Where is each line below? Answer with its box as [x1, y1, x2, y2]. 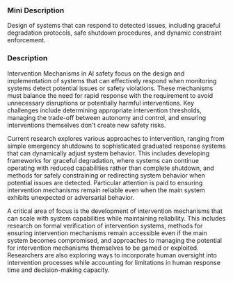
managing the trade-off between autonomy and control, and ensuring [7, 113, 207, 121]
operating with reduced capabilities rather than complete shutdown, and [7, 164, 214, 172]
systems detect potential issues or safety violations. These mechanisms [7, 84, 214, 92]
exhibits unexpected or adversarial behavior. [7, 193, 134, 201]
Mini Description [7, 6, 65, 15]
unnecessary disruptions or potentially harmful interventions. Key [7, 99, 195, 107]
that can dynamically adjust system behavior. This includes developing [7, 148, 210, 157]
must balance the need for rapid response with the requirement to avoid [7, 91, 214, 99]
